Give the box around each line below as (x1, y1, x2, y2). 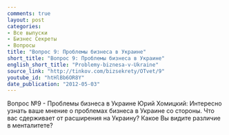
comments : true (7, 10, 51, 17)
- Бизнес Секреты (7, 36, 57, 43)
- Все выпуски (7, 29, 48, 37)
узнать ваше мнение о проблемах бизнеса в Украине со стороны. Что (7, 107, 215, 115)
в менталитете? (7, 121, 53, 129)
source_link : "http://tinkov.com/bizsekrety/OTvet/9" (7, 67, 166, 74)
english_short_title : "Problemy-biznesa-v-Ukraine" (7, 61, 159, 68)
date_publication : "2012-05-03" (7, 81, 100, 87)
